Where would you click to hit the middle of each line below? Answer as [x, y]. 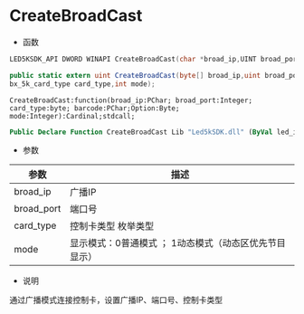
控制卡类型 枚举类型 [112, 226]
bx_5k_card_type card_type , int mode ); [82, 84]
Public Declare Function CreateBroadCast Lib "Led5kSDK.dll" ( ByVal [141, 132]
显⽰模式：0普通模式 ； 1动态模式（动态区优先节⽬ [178, 243]
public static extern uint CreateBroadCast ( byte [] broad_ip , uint [135, 75]
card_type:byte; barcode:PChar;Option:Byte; [95, 108]
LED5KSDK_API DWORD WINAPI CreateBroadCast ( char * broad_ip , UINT [133, 59]
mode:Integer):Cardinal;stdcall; [72, 116]
